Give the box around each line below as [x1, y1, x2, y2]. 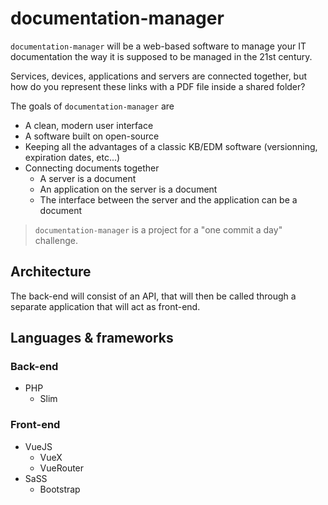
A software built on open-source [24, 130, 160, 142]
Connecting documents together [24, 162, 160, 174]
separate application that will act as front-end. [10, 300, 201, 312]
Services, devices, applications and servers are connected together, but [10, 70, 308, 82]
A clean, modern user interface [24, 119, 154, 131]
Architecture [10, 263, 92, 281]
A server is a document [39, 172, 137, 184]
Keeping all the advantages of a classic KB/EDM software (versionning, [24, 140, 318, 152]
